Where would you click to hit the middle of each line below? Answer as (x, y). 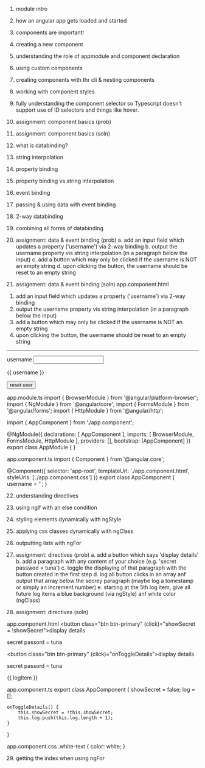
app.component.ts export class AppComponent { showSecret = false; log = (101, 690)
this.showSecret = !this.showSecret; (66, 712)
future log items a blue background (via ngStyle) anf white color (96, 594)
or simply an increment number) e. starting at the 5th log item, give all (103, 587)
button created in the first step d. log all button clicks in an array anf (101, 574)
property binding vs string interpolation (65, 181)
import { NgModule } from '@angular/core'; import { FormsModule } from (98, 404)
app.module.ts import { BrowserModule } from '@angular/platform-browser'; (103, 397)
